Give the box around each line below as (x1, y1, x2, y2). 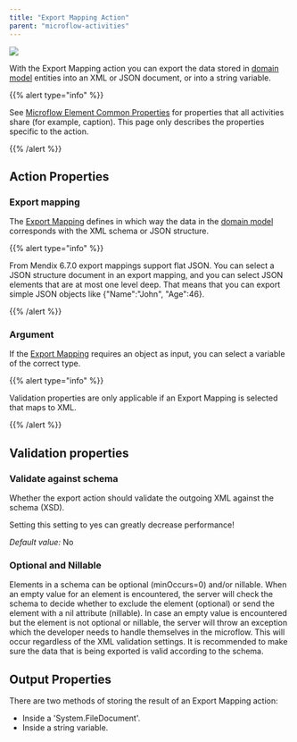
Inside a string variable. (21, 722, 109, 733)
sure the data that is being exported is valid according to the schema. (9, 645, 265, 657)
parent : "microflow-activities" (9, 21, 129, 30)
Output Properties (9, 671, 111, 687)
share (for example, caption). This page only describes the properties (9, 116, 265, 127)
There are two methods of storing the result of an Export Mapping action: (9, 696, 278, 706)
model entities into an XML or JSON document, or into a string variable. (9, 72, 272, 83)
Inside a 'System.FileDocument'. (21, 712, 141, 724)
